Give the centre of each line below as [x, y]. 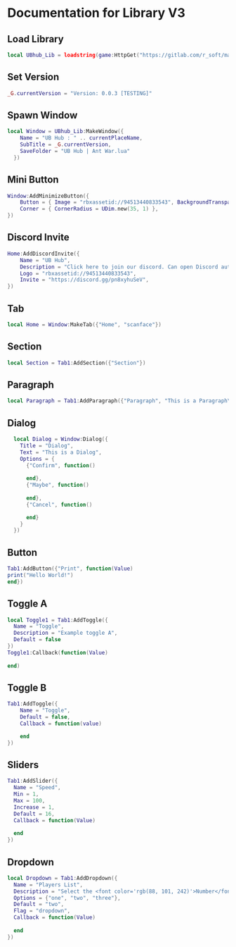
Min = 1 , [26, 794]
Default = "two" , [39, 904]
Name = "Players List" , [48, 885]
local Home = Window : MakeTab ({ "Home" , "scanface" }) [84, 324]
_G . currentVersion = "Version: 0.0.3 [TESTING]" [80, 93]
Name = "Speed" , [37, 788]
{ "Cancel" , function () [59, 505]
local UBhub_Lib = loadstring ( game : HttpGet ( [73, 55]
